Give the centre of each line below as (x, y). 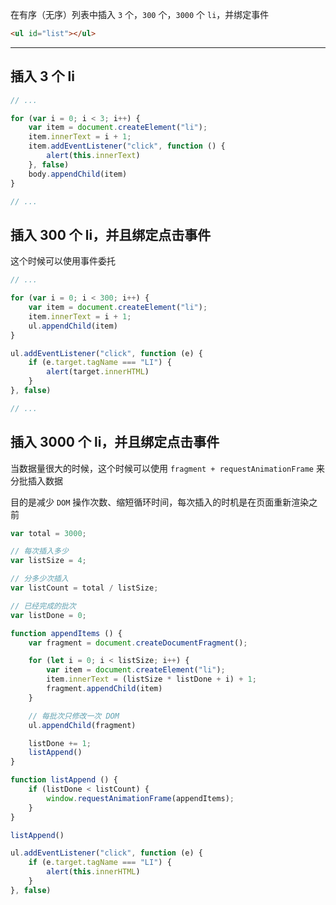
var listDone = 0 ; (48, 615)
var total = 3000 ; (48, 533)
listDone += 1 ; (60, 743)
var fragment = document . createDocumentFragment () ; (138, 643)
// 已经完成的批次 (43, 606)
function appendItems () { (66, 633)
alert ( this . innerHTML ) (93, 872)
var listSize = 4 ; (48, 561)
